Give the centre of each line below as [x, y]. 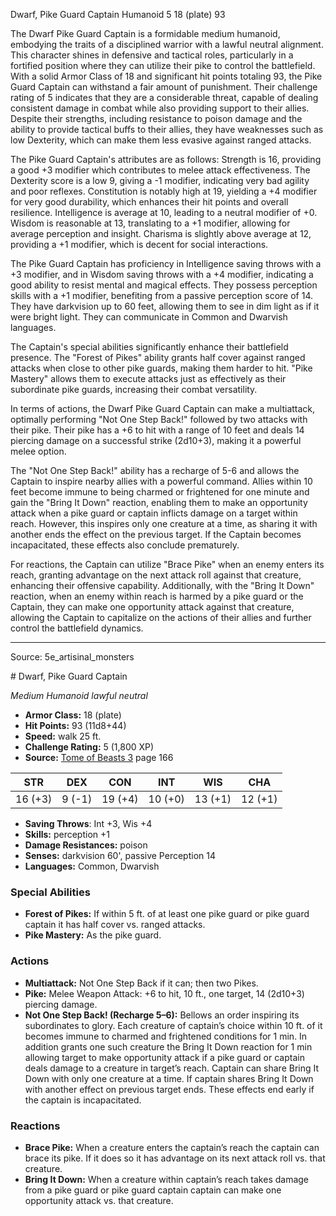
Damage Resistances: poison [86, 845]
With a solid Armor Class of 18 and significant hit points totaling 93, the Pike [166, 76]
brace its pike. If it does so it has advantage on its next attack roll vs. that [175, 1158]
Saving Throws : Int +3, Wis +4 [88, 823]
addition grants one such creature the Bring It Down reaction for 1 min [168, 1046]
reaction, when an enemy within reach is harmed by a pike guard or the [157, 596]
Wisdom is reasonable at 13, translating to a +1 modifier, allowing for [150, 223]
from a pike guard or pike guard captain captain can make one [153, 1190]
